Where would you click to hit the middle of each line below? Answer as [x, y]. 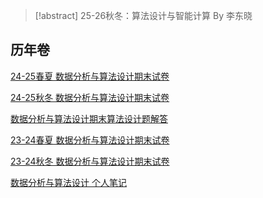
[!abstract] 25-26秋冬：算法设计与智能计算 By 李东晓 [143, 15]
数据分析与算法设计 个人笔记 [68, 182]
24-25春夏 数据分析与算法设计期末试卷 [90, 76]
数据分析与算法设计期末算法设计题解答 [89, 118]
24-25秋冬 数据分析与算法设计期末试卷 [90, 97]
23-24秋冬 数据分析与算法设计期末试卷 [90, 161]
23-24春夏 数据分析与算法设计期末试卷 [90, 140]
